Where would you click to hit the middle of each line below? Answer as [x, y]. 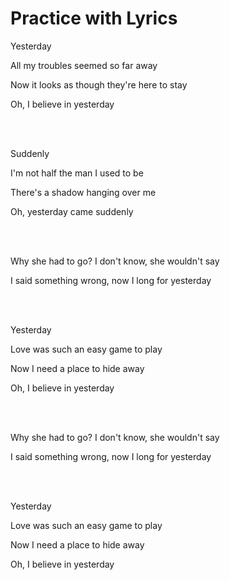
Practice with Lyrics [94, 18]
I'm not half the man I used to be [77, 173]
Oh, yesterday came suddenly [72, 211]
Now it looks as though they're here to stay [99, 84]
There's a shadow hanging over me [83, 192]
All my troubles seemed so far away [84, 65]
